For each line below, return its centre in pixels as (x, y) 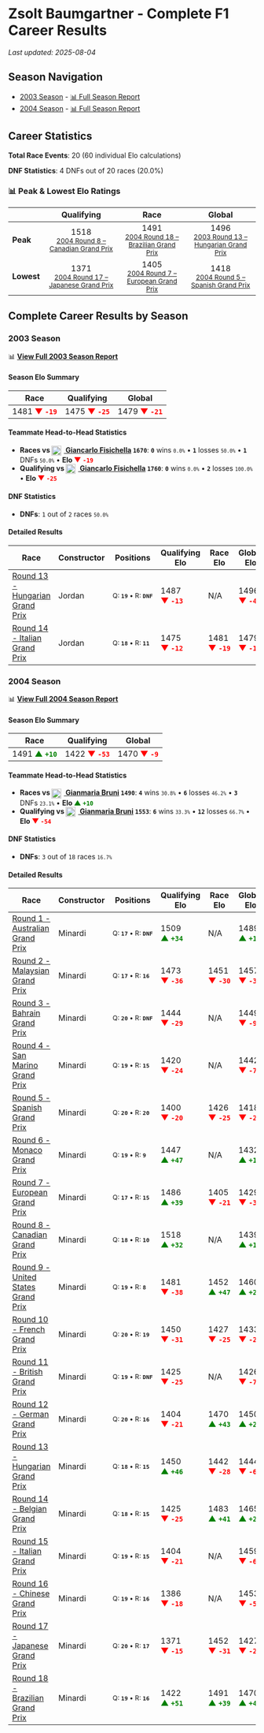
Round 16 (30, 1584)
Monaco (27, 1150)
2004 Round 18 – (152, 237)
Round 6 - (31, 1140)
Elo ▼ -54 (35, 821)
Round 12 (30, 1404)
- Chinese (31, 1593)
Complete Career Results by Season (98, 316)
